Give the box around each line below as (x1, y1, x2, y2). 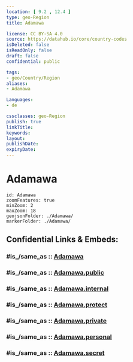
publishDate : (6, 141, 39, 147)
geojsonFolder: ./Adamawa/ (6, 213, 74, 219)
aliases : (6, 80, 28, 87)
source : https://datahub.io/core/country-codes (6, 36, 128, 42)
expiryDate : (6, 147, 36, 153)
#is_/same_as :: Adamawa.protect (6, 300, 108, 309)
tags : (6, 69, 20, 75)
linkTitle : (6, 124, 34, 130)
